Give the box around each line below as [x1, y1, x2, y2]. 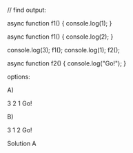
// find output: [7, 6, 47, 14]
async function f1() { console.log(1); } [7, 19, 112, 27]
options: [7, 72, 31, 81]
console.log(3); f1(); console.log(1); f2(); [7, 46, 121, 54]
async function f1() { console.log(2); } [7, 32, 114, 41]
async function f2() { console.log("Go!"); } [7, 59, 127, 68]
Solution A [7, 139, 37, 147]
